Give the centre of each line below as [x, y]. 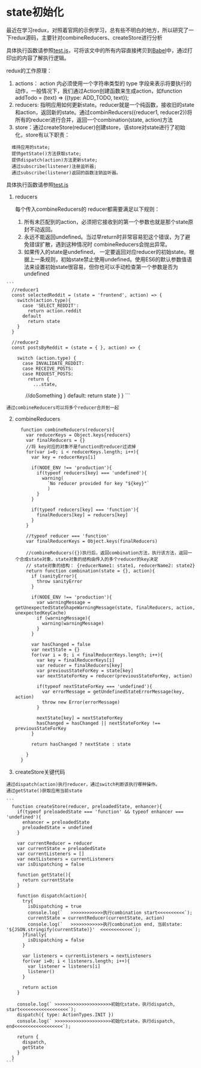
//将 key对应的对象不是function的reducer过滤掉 [81, 447]
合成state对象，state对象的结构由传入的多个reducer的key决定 [89, 559]
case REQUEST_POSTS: [48, 374]
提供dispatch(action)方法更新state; [55, 160]
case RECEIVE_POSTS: [48, 369]
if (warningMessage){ [64, 618]
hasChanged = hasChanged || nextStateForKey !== [99, 723]
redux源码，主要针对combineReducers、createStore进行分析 [87, 37]
